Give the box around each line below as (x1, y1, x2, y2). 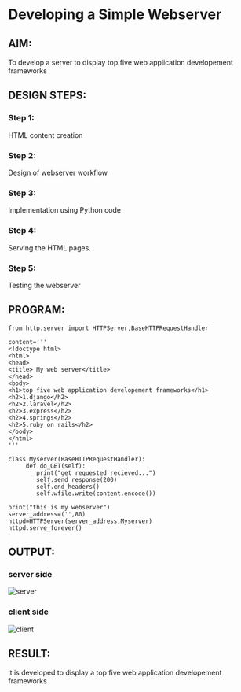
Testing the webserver (8, 280, 81, 290)
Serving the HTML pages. (8, 242, 92, 253)
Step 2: (8, 150, 37, 161)
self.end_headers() (36, 483, 100, 490)
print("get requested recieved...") (36, 468, 156, 477)
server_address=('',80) (8, 510, 86, 518)
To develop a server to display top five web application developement (8, 57, 234, 67)
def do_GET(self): (25, 462, 86, 470)
